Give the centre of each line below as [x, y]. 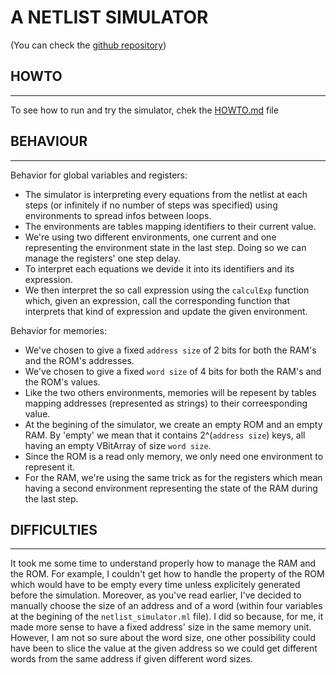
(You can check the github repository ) [88, 45]
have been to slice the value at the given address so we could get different [164, 648]
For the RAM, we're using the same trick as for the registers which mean [173, 477]
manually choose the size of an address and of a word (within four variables [166, 606]
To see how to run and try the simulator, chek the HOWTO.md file [145, 110]
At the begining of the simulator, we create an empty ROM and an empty [173, 424]
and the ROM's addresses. [79, 360]
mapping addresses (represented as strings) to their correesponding [166, 403]
